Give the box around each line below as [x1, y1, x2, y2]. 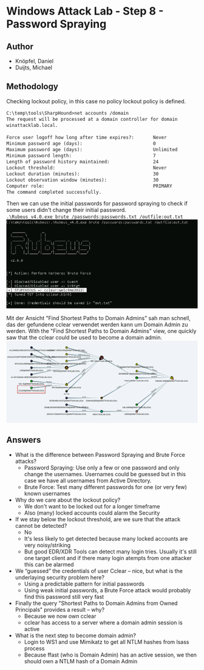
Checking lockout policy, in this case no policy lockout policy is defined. [6, 97, 186, 104]
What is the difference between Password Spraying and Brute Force [15, 451, 185, 458]
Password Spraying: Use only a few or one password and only [24, 463, 180, 471]
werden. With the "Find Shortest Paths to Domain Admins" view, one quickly [6, 327, 197, 335]
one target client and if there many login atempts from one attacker [24, 554, 192, 561]
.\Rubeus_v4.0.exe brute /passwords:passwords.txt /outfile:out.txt [6, 214, 183, 220]
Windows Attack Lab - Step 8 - [6, 4, 164, 18]
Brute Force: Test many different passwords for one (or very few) [24, 483, 187, 490]
